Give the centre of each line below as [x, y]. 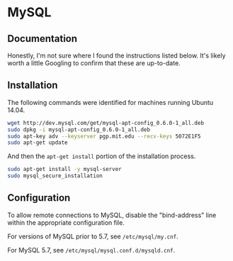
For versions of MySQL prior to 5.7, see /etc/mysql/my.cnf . [93, 236]
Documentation [42, 39]
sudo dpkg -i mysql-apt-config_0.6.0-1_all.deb [79, 129]
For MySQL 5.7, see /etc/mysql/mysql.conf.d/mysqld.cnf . [91, 250]
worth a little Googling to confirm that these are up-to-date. [94, 63]
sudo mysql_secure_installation [55, 176]
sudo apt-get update [38, 143]
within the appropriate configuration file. [66, 222]
